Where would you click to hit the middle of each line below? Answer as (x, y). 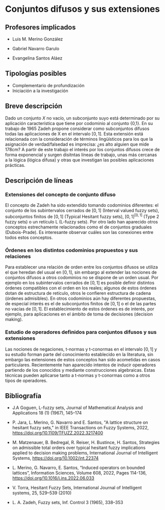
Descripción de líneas (39, 181)
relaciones (18, 256)
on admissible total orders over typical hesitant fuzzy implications (79, 448)
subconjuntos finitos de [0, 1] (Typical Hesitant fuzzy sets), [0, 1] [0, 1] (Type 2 (82, 216)
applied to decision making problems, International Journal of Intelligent (85, 453)
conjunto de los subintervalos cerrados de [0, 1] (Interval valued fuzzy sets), (82, 211)
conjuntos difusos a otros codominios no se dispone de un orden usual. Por (82, 278)
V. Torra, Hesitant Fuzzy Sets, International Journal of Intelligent (77, 488)
